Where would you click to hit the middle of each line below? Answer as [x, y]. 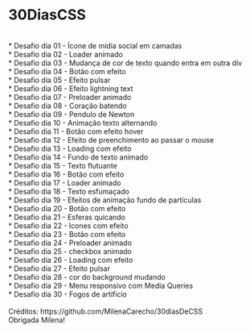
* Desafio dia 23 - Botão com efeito [67, 234]
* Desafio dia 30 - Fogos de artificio [68, 294]
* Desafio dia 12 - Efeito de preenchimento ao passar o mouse [111, 139]
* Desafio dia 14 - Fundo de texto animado [78, 157]
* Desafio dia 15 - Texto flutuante [63, 165]
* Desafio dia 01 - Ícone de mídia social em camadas [95, 45]
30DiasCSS [47, 15]
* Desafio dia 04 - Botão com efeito [67, 71]
